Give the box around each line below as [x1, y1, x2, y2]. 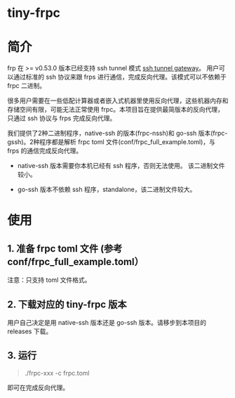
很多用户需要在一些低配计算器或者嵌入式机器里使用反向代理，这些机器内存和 [7, 96, 229, 105]
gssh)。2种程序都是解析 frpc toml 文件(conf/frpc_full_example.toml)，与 [7, 138, 216, 146]
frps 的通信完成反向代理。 [7, 146, 83, 155]
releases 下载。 [7, 327, 53, 335]
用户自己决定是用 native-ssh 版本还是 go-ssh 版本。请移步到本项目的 [7, 318, 207, 326]
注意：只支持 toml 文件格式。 [7, 276, 91, 284]
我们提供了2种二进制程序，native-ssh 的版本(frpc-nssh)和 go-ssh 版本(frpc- [7, 129, 228, 138]
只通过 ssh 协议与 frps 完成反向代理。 [7, 114, 116, 122]
